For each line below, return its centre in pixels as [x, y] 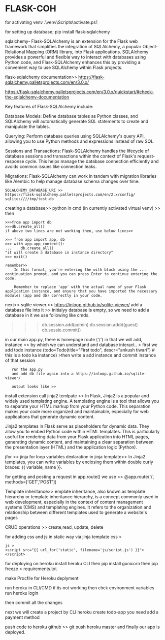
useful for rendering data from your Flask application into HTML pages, [77, 437]
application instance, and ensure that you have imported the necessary [81, 291]
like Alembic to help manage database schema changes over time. [72, 181]
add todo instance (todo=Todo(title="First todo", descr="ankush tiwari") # [80, 350]
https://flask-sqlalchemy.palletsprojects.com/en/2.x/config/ [70, 194]
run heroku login [22, 593]
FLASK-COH [31, 9]
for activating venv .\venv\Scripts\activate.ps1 [51, 22]
